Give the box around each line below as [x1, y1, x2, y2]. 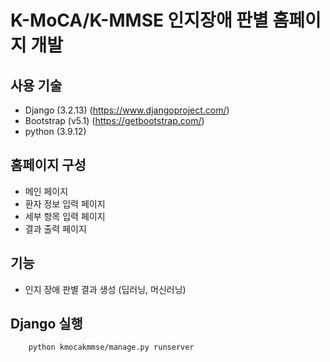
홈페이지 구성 [10, 157, 87, 174]
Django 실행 [10, 316, 83, 333]
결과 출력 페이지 [24, 222, 87, 235]
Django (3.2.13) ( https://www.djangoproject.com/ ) [24, 104, 230, 116]
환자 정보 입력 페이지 [24, 197, 106, 210]
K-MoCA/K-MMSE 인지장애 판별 [10, 9, 269, 32]
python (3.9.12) [24, 126, 87, 137]
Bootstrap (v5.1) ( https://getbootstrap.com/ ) [24, 115, 205, 126]
